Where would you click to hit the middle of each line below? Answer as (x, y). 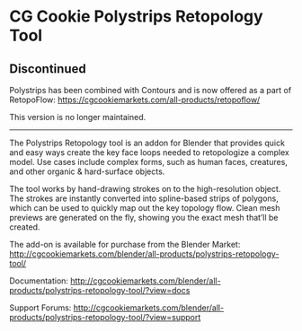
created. (25, 227)
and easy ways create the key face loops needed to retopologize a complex (149, 152)
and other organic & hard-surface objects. (87, 171)
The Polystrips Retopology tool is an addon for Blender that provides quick (147, 143)
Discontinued (48, 69)
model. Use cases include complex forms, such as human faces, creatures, (148, 162)
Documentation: (39, 281)
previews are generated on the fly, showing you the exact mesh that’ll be (144, 218)
